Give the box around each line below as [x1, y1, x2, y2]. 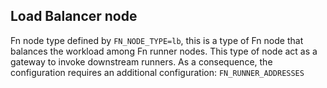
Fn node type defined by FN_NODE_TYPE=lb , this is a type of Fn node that [10, 34, 304, 46]
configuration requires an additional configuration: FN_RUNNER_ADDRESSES [10, 66, 305, 78]
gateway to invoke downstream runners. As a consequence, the [10, 55, 273, 68]
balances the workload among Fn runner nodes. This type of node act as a [10, 45, 318, 57]
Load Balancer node [10, 8, 138, 25]
